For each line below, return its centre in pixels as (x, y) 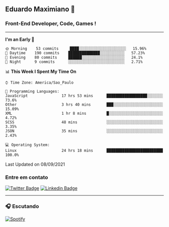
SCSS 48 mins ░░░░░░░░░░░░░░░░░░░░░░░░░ (84, 122)
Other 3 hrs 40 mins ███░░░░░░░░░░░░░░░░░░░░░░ (84, 104)
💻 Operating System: (28, 145)
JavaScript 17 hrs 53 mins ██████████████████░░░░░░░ (84, 96)
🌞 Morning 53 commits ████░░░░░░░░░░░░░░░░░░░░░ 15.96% (76, 48)
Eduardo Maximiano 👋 (40, 9)
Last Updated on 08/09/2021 (35, 164)
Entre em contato (27, 177)
